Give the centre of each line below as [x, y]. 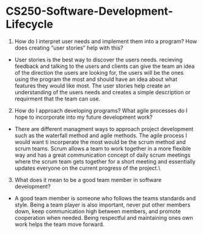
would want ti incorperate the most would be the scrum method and [100, 142]
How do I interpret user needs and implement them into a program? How [106, 41]
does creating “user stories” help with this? [69, 48]
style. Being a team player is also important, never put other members [102, 205]
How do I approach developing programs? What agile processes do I [101, 110]
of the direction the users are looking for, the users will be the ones [99, 72]
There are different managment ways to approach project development [104, 129]
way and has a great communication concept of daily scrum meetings [102, 155]
